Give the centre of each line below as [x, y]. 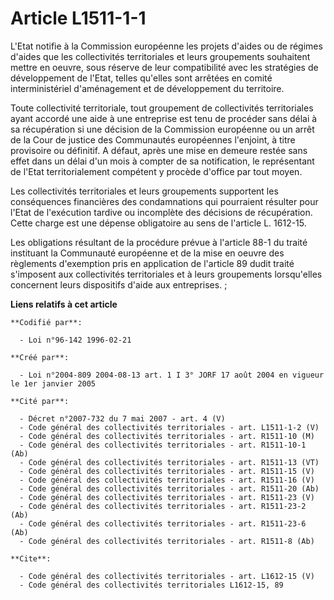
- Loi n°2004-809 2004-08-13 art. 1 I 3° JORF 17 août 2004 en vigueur [172, 375]
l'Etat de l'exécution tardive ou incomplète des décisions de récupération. [161, 212]
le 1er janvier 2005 [53, 383]
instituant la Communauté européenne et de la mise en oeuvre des [147, 253]
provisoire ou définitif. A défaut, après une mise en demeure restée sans [159, 150]
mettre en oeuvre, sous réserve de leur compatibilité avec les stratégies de [164, 67]
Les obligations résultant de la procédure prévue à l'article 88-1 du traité [159, 242]
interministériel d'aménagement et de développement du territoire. [147, 88]
